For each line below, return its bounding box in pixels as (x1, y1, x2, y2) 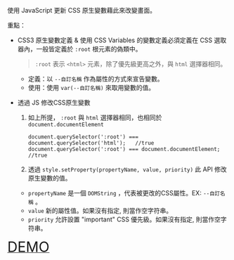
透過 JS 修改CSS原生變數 (17, 98, 91, 107)
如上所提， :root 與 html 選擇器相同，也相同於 (27, 113, 162, 122)
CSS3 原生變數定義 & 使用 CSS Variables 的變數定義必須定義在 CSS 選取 (17, 36, 227, 44)
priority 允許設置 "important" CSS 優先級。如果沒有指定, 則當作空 (27, 215, 221, 223)
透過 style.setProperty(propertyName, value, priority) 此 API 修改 (27, 165, 227, 174)
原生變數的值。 (27, 174, 72, 182)
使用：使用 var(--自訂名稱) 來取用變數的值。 (27, 84, 155, 91)
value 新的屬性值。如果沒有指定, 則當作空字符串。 (27, 207, 173, 214)
